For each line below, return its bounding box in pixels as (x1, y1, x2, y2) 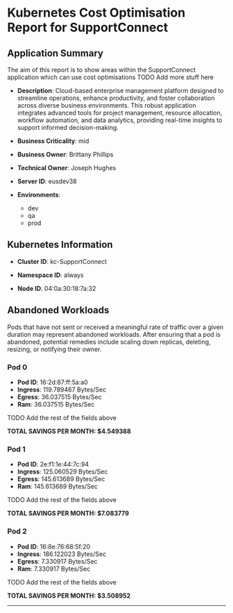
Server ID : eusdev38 (17, 177, 78, 185)
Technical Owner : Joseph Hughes (17, 164, 116, 171)
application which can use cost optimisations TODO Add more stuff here (7, 73, 214, 81)
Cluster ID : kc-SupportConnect (17, 257, 107, 265)
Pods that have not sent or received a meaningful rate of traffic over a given (7, 323, 224, 331)
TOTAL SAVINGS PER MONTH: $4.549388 (7, 427, 132, 435)
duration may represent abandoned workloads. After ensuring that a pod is (7, 330, 221, 338)
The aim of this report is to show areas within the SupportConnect (7, 66, 196, 74)
